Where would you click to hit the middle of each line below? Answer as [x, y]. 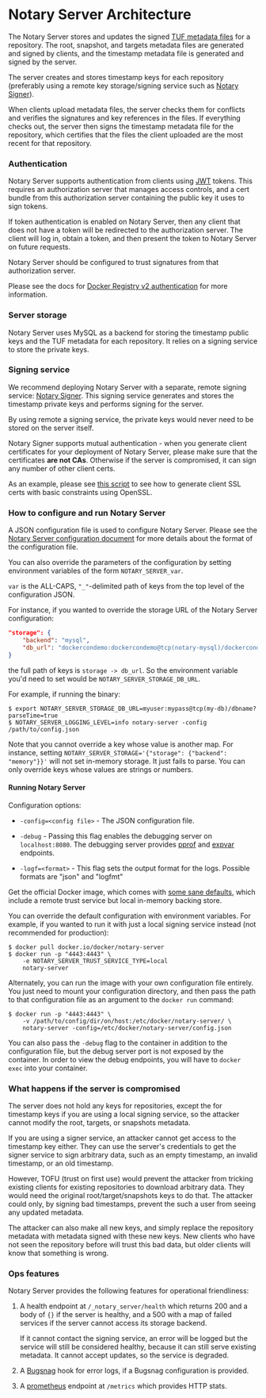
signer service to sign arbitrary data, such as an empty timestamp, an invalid [133, 1155]
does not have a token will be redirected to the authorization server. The [126, 230]
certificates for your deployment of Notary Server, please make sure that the [133, 451]
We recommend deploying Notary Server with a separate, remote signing [127, 387]
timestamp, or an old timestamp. [61, 1163]
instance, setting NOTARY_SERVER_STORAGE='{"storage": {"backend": [118, 752]
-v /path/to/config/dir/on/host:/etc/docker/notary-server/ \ [127, 1021]
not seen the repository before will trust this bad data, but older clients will [129, 1245]
